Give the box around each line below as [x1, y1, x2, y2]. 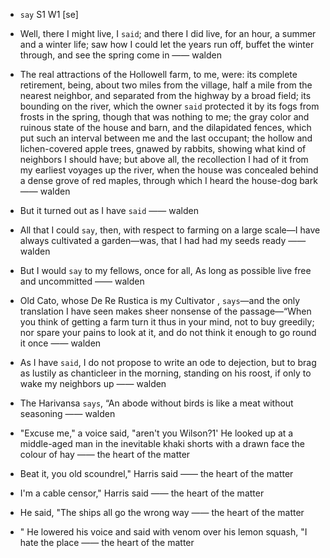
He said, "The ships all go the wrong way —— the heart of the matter [19, 507, 305, 518]
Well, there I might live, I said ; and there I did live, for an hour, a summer [19, 28, 317, 39]
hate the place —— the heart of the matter [19, 537, 195, 548]
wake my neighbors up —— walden [19, 378, 167, 389]
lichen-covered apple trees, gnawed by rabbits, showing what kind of [19, 143, 307, 154]
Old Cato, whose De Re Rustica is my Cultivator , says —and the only [19, 295, 301, 306]
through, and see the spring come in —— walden [19, 49, 223, 61]
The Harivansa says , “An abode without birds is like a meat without [19, 397, 294, 409]
